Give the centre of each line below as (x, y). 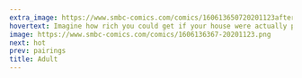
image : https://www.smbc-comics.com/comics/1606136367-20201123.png (140, 34)
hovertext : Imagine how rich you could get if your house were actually (148, 26)
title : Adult (34, 59)
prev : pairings (38, 51)
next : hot (28, 43)
